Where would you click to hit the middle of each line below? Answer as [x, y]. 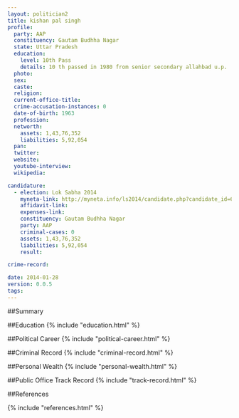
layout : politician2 [38, 14]
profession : [32, 120]
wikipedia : [30, 173]
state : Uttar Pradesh [46, 47]
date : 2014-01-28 [33, 278]
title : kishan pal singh [44, 21]
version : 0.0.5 [30, 284]
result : [31, 252]
